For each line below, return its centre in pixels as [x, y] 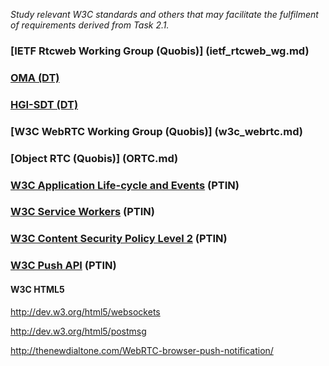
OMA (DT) [35, 77]
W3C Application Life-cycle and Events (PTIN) [125, 185]
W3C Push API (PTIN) [63, 266]
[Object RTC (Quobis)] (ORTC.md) [94, 158]
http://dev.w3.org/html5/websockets [85, 311]
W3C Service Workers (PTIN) [82, 212]
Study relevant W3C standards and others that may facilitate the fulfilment [164, 14]
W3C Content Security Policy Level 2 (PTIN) [119, 239]
